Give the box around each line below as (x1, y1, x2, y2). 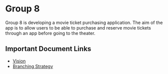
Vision (12, 58, 26, 64)
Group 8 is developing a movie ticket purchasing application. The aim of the (5, 19, 163, 25)
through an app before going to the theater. (5, 30, 96, 36)
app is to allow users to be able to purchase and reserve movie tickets (5, 24, 151, 30)
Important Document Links (5, 44, 92, 53)
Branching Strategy (12, 63, 53, 69)
